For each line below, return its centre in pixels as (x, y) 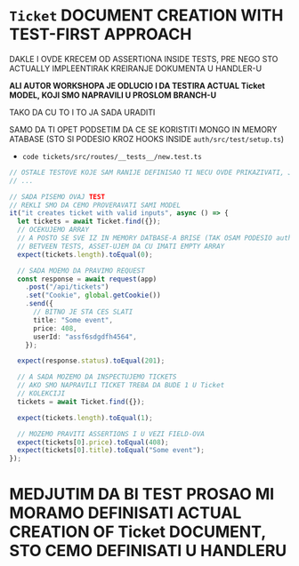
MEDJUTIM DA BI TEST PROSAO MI (142, 494)
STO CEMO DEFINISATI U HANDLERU (148, 551)
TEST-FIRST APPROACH (101, 34)
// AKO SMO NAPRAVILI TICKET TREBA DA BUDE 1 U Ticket (121, 386)
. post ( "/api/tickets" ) (67, 287)
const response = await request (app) (87, 279)
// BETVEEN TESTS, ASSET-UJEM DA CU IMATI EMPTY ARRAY (121, 246)
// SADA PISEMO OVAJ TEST (57, 196)
